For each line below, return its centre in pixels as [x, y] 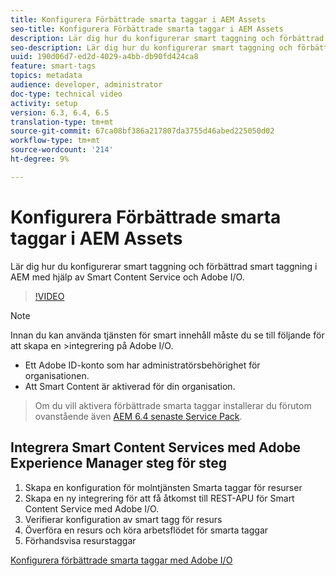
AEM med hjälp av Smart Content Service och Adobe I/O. [127, 277]
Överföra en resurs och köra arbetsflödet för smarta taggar [146, 530]
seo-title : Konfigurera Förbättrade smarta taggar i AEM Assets [147, 29]
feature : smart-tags [53, 66]
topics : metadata [46, 76]
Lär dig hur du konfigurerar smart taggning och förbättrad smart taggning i [164, 266]
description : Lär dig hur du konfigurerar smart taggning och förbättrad [167, 38]
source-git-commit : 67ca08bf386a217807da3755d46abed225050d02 [142, 131]
